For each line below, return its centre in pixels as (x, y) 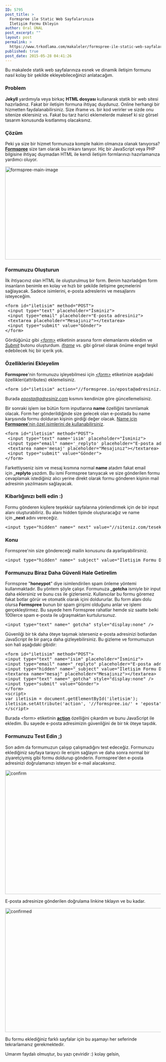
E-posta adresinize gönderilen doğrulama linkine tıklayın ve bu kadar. (75, 901)
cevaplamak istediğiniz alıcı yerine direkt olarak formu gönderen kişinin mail (82, 478)
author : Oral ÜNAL (24, 28)
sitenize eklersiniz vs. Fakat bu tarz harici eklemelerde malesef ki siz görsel (82, 115)
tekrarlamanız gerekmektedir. (35, 1044)
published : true (22, 51)
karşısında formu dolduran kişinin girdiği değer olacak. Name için (71, 419)
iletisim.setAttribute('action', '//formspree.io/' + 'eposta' (83, 704)
